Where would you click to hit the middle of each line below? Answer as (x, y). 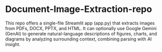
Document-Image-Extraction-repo (79, 9)
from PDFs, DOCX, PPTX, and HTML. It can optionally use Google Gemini (81, 28)
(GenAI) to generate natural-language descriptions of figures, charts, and (81, 33)
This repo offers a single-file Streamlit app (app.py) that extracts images (80, 23)
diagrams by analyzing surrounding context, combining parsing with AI (78, 39)
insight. (13, 44)
